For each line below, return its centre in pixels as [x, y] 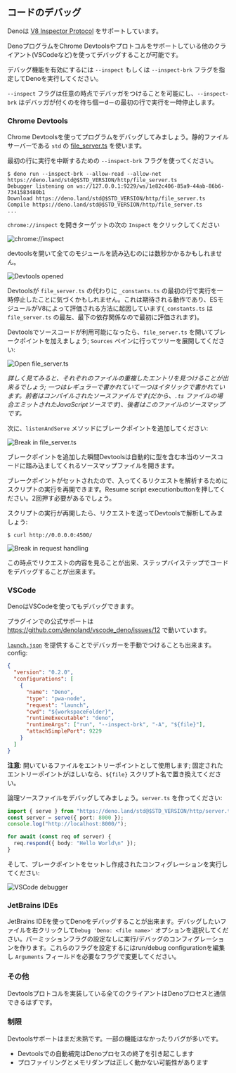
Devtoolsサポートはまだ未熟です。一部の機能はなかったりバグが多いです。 [115, 1039]
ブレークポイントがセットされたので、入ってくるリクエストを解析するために [118, 481]
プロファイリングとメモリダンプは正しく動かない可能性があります [113, 1062]
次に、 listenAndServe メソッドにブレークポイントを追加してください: [108, 428]
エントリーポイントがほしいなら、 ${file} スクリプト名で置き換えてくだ [111, 774]
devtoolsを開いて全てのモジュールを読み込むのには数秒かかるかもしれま [112, 253]
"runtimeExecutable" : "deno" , [70, 718]
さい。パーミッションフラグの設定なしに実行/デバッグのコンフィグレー [110, 939]
